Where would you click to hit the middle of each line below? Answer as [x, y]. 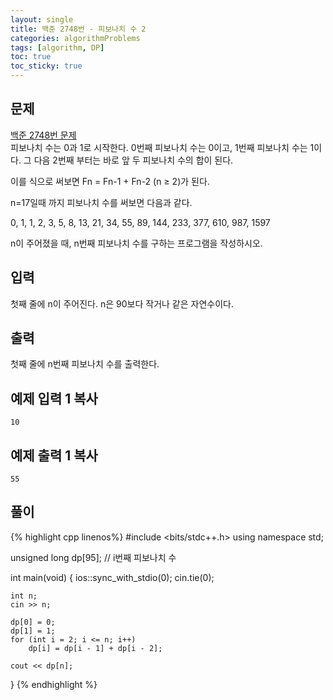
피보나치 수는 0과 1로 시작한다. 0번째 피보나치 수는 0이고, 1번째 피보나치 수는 [159, 147]
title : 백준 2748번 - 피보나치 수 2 [78, 29]
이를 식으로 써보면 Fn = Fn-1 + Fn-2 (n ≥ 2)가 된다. [110, 181]
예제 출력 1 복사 [54, 455]
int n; [24, 596]
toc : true [31, 57]
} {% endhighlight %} [54, 684]
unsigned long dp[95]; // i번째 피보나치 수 [93, 557]
